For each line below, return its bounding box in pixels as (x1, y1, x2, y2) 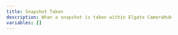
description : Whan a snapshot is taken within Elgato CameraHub (6, 14, 172, 20)
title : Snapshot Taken (6, 8, 64, 15)
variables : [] (6, 20, 42, 26)
